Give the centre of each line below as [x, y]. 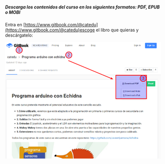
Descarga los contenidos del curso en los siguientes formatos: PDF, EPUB [82, 7]
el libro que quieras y [117, 30]
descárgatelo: [19, 35]
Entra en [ [15, 24]
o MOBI [13, 12]
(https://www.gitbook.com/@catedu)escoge [50, 30]
